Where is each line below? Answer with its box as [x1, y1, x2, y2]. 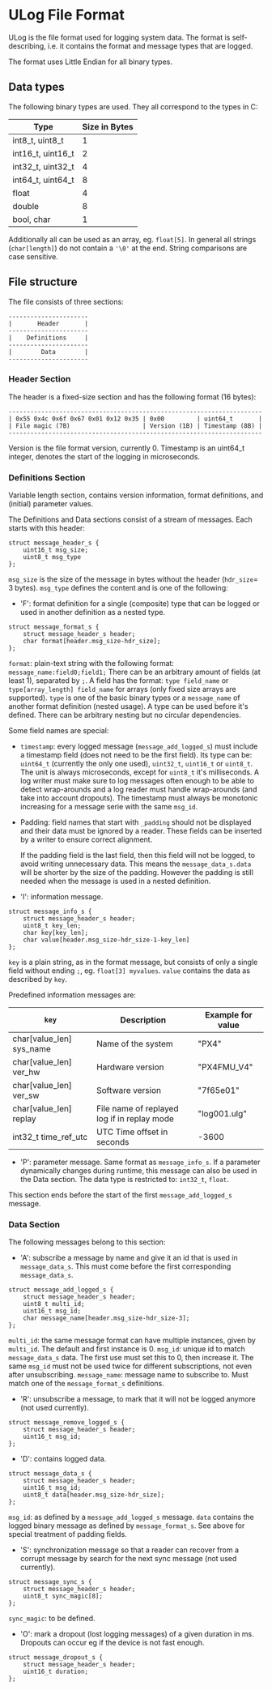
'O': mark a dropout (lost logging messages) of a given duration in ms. [19, 1629, 254, 1639]
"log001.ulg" [198, 1108, 247, 1120]
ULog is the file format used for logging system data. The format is [8, 32, 231, 42]
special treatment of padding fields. [8, 1530, 127, 1539]
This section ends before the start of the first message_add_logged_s [8, 1190, 232, 1200]
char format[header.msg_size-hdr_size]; [23, 638, 161, 646]
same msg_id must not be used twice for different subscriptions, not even [8, 1361, 253, 1371]
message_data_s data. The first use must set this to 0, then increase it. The [8, 1353, 254, 1363]
